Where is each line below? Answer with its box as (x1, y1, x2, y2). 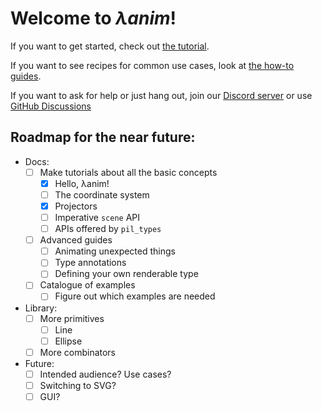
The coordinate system (54, 188, 150, 201)
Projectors (54, 200, 98, 212)
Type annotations (54, 257, 127, 269)
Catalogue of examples (39, 279, 136, 291)
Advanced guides (39, 234, 113, 246)
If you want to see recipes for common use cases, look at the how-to (10, 59, 295, 71)
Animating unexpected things (54, 245, 176, 257)
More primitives (39, 312, 105, 324)
